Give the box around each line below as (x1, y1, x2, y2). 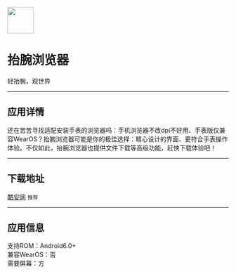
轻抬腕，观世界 (7, 77, 51, 85)
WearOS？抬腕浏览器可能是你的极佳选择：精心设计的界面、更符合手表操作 (13, 134, 228, 143)
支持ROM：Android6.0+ (7, 242, 77, 250)
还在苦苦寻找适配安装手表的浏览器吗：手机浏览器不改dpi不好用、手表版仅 (7, 126, 220, 134)
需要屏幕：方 (7, 259, 44, 268)
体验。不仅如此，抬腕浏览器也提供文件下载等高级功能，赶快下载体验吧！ (7, 143, 216, 152)
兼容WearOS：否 (7, 250, 56, 259)
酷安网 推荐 (7, 193, 39, 201)
